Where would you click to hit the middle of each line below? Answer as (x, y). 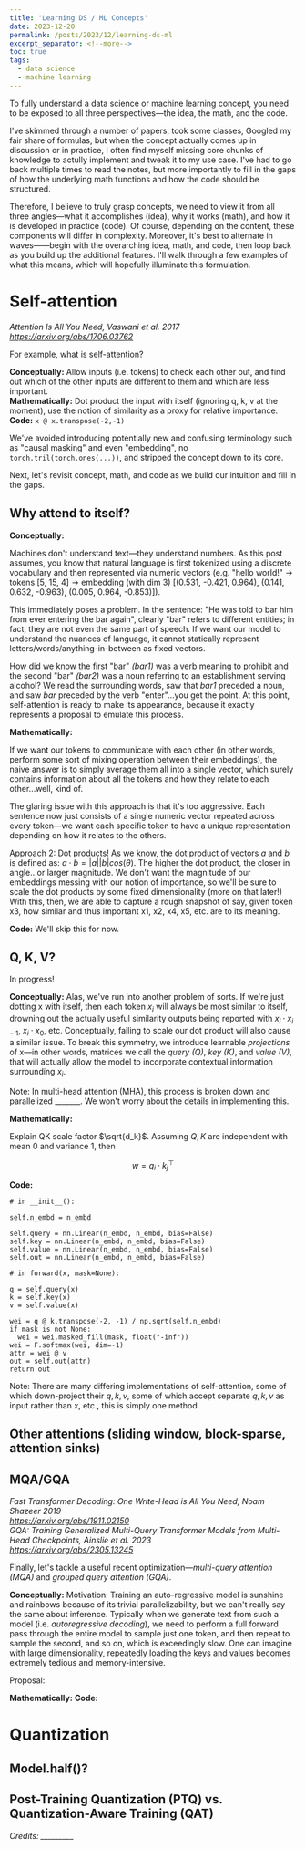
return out (30, 1369)
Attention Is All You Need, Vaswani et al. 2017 (95, 327)
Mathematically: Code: (54, 1698)
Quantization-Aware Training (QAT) (112, 1814)
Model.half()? (49, 1768)
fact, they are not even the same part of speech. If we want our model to (145, 628)
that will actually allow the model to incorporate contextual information (141, 1061)
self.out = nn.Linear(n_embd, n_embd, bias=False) (107, 1257)
